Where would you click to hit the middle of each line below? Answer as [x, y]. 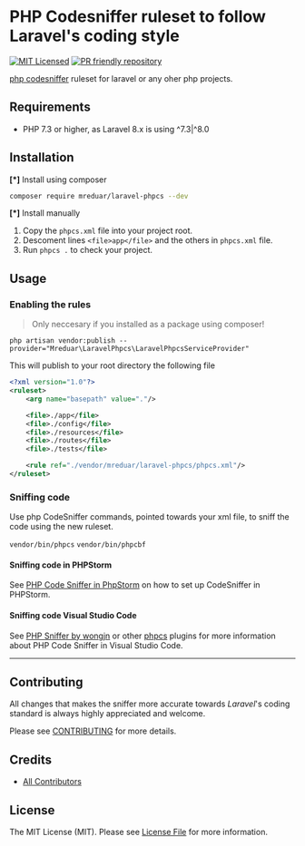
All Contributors [52, 782]
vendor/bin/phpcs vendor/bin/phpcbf [78, 545]
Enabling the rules [50, 304]
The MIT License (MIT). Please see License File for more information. [138, 832]
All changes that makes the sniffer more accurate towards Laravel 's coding [150, 704]
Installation [42, 157]
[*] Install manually [45, 213]
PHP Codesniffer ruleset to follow [138, 17]
